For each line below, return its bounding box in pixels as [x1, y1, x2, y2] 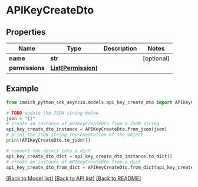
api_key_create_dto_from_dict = [6, 164, 85, 171]
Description [103, 45, 137, 52]
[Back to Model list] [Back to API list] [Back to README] [6, 175, 141, 182]
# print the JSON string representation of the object [6, 132, 144, 138]
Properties [6, 27, 46, 37]
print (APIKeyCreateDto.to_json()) [6, 138, 91, 143]
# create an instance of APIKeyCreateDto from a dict [6, 159, 141, 165]
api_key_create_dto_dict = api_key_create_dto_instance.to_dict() [6, 153, 173, 159]
